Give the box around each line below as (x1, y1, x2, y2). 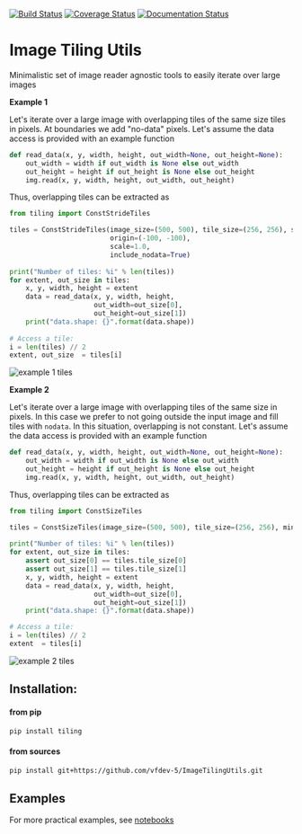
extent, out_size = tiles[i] (9, 350, 123, 359)
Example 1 (9, 96, 48, 107)
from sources (9, 746, 61, 757)
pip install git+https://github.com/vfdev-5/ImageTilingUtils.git (9, 766, 263, 775)
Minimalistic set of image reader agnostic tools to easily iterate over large (9, 69, 280, 80)
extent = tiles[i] (9, 639, 83, 649)
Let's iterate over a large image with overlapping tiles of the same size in (9, 402, 278, 413)
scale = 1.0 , (109, 243, 151, 252)
